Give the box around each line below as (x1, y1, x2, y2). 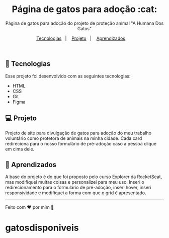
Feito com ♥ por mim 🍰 (5, 204, 54, 210)
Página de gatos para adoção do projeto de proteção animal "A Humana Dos (5, 20, 164, 26)
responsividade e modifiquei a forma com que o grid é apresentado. (5, 190, 146, 196)
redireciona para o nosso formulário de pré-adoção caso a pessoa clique (5, 140, 157, 146)
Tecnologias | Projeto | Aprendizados (36, 35, 126, 41)
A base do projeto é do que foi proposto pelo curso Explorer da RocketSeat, (5, 174, 162, 180)
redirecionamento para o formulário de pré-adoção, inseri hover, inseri (5, 185, 151, 191)
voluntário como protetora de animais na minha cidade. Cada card (5, 135, 142, 141)
